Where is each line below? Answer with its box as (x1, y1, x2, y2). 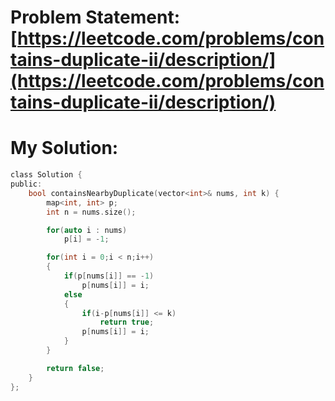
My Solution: (10, 137, 119, 160)
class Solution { (10, 170, 83, 180)
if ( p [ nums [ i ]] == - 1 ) (63, 271, 155, 281)
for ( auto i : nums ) (46, 225, 128, 235)
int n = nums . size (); (46, 207, 137, 217)
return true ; (99, 317, 155, 328)
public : (10, 179, 43, 189)
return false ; (46, 363, 105, 373)
